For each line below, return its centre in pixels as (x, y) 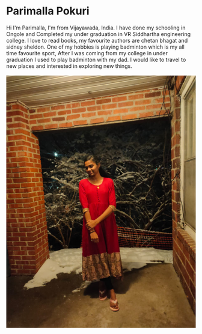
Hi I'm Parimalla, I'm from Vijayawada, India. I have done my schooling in (96, 28)
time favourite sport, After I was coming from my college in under (87, 53)
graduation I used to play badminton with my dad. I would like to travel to (96, 59)
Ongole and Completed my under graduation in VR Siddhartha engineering (99, 34)
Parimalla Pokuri (48, 11)
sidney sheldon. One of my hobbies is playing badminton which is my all (95, 47)
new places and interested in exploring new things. (69, 66)
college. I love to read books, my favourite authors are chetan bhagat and (97, 40)
